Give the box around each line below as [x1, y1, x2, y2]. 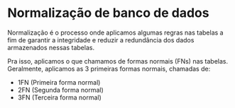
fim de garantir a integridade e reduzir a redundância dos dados [7, 35, 195, 44]
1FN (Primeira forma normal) [17, 78, 101, 86]
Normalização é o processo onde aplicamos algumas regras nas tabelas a [7, 28, 224, 37]
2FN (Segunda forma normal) [17, 85, 104, 94]
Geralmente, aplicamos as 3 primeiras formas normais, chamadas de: [7, 64, 211, 73]
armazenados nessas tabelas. [7, 43, 94, 52]
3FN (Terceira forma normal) [17, 93, 102, 102]
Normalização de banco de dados [7, 5, 209, 21]
